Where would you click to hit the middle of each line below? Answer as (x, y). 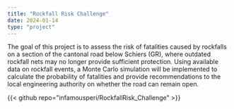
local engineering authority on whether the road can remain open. (103, 84)
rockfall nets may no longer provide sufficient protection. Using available (113, 62)
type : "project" (31, 27)
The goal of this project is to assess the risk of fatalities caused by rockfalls (117, 47)
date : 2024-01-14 (33, 20)
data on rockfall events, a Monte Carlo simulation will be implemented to (112, 69)
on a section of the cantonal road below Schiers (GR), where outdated (109, 54)
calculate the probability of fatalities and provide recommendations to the (114, 77)
